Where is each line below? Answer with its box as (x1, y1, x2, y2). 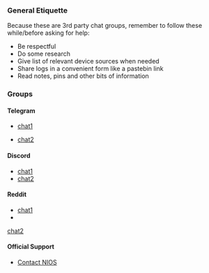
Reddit (7, 190, 26, 198)
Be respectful (17, 42, 56, 51)
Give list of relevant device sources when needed (17, 57, 160, 65)
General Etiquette (7, 6, 68, 15)
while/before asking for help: (7, 29, 90, 37)
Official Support (7, 242, 54, 251)
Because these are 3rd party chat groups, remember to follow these (7, 22, 203, 30)
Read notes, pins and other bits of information (17, 72, 150, 80)
